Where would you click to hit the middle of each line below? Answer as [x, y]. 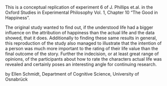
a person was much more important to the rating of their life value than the [82, 48]
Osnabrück [17, 79]
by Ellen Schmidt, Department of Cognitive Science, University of [72, 74]
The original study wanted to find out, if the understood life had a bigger [79, 27]
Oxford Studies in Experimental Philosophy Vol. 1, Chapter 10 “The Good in [82, 12]
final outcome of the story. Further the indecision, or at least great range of [82, 54]
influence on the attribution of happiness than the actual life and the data [80, 33]
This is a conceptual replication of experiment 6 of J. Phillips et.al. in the [79, 7]
